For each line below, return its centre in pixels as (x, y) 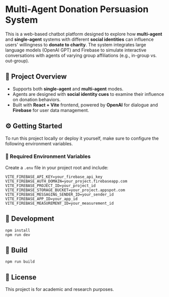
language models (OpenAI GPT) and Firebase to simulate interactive (76, 50)
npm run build (20, 262)
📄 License (21, 277)
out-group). (17, 61)
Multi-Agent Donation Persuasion (77, 9)
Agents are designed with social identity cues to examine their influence (88, 94)
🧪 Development (30, 219)
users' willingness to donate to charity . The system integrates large (76, 44)
